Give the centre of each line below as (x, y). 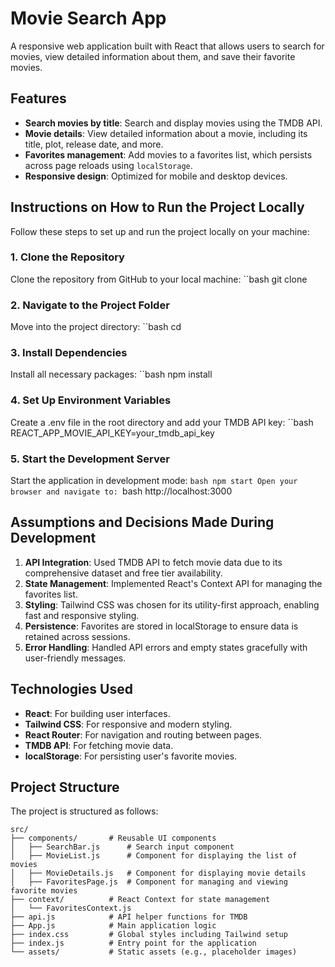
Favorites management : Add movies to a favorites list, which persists (168, 154)
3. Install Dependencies (69, 353)
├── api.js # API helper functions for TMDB (129, 917)
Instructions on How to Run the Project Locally (157, 207)
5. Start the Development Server (90, 459)
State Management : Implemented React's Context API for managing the (173, 583)
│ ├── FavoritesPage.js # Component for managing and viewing (149, 882)
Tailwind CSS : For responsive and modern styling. (128, 724)
